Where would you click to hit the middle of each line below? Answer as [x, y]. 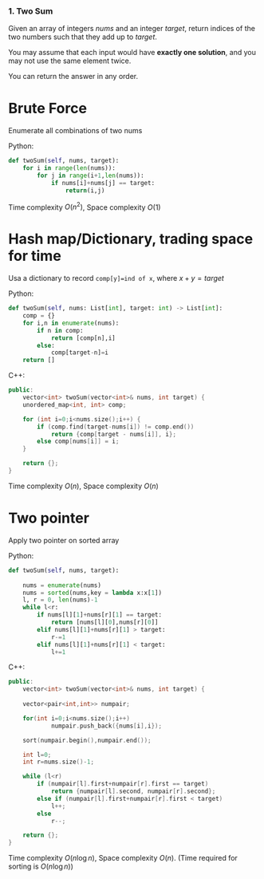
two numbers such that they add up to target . [83, 37]
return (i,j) [85, 190]
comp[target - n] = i [80, 353]
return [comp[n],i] [83, 338]
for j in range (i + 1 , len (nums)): [91, 175]
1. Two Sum [31, 11]
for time [35, 256]
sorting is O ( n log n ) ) [41, 866]
